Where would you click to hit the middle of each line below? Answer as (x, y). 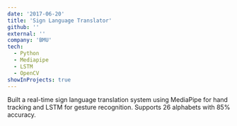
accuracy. (22, 115)
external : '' (27, 34)
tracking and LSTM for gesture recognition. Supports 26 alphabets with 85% (119, 108)
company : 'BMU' (30, 40)
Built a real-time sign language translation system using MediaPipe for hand (118, 100)
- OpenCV (27, 73)
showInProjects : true (39, 80)
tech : (15, 47)
